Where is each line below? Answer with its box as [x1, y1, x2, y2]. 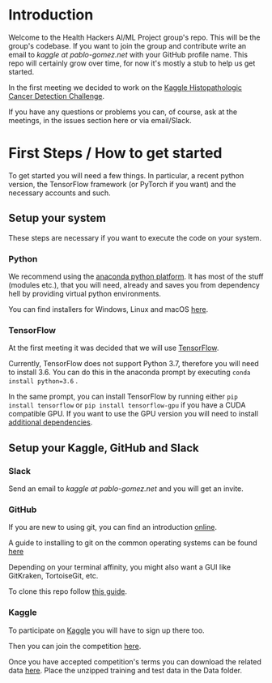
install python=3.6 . [8, 376, 79, 386]
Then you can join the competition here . [8, 641, 142, 651]
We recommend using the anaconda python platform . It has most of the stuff [8, 271, 264, 281]
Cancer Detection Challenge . [8, 91, 105, 100]
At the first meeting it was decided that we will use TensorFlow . [8, 343, 219, 353]
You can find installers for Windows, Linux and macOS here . [8, 304, 209, 314]
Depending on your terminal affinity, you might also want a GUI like [8, 562, 232, 572]
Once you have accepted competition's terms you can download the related [8, 656, 261, 666]
